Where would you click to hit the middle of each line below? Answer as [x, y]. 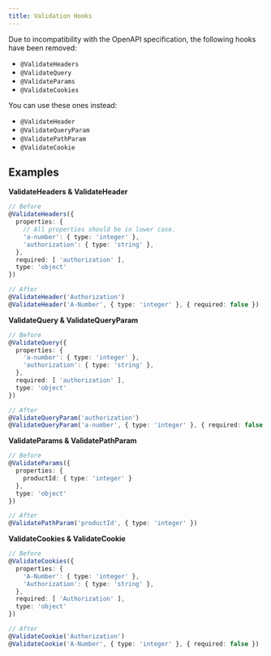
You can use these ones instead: [63, 105]
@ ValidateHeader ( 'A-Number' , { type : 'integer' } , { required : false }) [134, 304]
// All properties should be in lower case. [99, 230]
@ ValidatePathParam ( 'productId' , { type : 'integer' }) [103, 523]
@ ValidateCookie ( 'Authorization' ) [67, 636]
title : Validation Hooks [50, 16]
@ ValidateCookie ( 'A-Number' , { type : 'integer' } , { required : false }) [134, 644]
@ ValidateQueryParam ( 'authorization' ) [74, 418]
